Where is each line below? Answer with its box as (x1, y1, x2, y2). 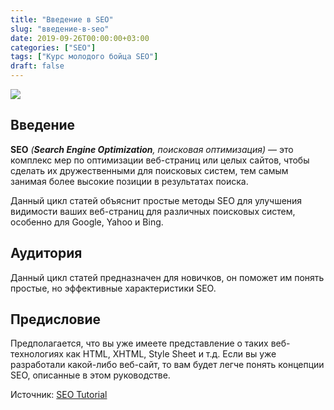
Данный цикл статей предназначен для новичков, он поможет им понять (10, 271, 325, 283)
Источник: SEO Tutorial (10, 389, 108, 401)
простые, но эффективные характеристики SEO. (10, 282, 217, 294)
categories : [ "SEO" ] (10, 42, 97, 53)
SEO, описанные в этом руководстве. (10, 369, 171, 381)
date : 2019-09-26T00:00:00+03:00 (10, 33, 150, 43)
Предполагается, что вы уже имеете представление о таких (10, 337, 269, 350)
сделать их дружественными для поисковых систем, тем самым (10, 164, 289, 176)
